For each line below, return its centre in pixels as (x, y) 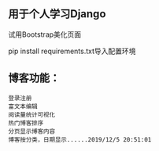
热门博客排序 (26, 123)
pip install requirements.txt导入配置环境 (72, 51)
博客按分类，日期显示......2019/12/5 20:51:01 (80, 139)
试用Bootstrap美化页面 (45, 34)
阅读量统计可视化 (32, 115)
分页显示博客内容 (32, 131)
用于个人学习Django (57, 14)
